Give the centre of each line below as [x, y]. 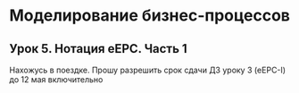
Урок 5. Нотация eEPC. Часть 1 [98, 49]
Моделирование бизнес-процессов [149, 16]
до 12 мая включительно [56, 80]
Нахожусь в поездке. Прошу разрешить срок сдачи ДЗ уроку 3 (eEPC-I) [148, 70]
